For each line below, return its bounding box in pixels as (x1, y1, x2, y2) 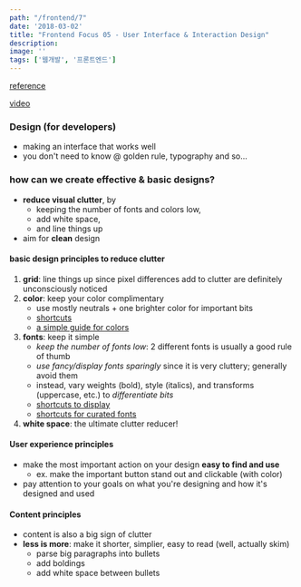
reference (9, 81, 46, 91)
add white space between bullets (35, 568, 160, 579)
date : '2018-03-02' (9, 22, 83, 31)
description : (9, 38, 59, 48)
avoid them (35, 369, 79, 381)
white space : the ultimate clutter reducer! (22, 418, 179, 429)
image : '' (9, 47, 47, 56)
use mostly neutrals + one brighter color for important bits (35, 302, 254, 313)
